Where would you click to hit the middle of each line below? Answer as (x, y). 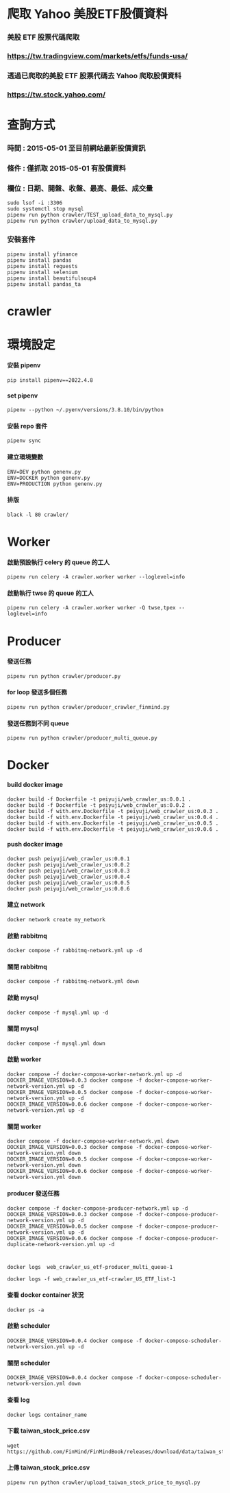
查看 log (18, 1400)
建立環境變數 (25, 457)
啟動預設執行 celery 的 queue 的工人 (59, 562)
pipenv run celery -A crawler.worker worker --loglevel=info (96, 577)
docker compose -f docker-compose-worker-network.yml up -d (95, 1075)
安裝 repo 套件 (27, 426)
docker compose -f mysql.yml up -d (58, 1012)
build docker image (35, 785)
